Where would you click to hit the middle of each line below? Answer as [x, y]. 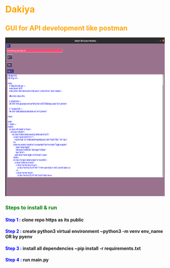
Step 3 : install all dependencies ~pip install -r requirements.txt [73, 248]
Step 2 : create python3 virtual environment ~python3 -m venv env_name [84, 231]
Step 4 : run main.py [27, 260]
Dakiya [20, 9]
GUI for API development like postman [67, 28]
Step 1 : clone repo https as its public [45, 220]
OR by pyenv [19, 237]
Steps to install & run [31, 208]
